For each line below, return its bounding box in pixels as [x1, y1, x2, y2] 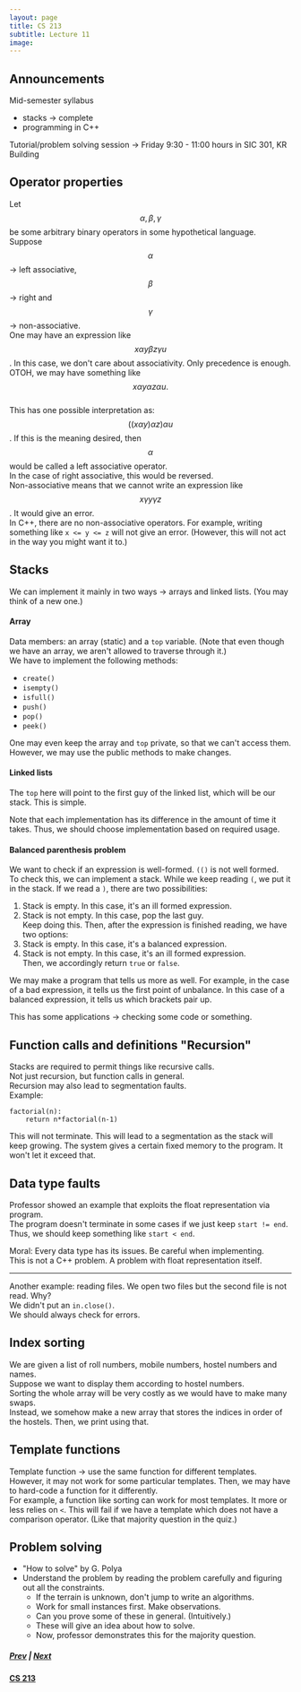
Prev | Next [9, 1650, 52, 1661]
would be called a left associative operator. [9, 461, 168, 471]
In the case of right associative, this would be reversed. [9, 470, 214, 480]
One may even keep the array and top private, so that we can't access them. [9, 737, 291, 748]
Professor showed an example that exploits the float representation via [9, 1199, 271, 1210]
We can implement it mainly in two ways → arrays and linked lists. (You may [9, 586, 288, 597]
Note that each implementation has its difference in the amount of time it [9, 815, 277, 825]
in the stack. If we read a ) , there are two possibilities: [9, 884, 208, 894]
